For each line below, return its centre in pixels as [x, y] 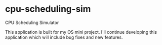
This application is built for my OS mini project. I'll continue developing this [81, 32]
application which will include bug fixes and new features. [64, 37]
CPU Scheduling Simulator [32, 22]
